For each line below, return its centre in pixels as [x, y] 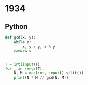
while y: [23, 42]
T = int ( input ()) [23, 64]
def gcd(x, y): [20, 37]
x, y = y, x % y [39, 47]
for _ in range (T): [25, 68]
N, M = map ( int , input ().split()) [49, 73]
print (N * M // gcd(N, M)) [41, 78]
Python [16, 26]
